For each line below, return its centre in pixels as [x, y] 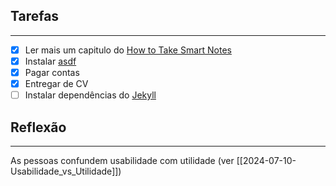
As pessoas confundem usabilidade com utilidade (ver [122, 160]
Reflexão [38, 127]
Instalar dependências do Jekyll [90, 95]
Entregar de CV [56, 83]
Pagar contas [52, 72]
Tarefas [35, 16]
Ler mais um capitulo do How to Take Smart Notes [128, 50]
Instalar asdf [50, 61]
